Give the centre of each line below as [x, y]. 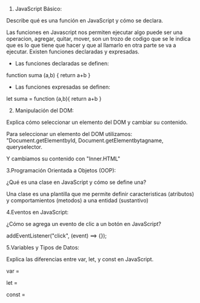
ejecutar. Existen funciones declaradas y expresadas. [73, 52]
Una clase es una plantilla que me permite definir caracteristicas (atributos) [100, 194]
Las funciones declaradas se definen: [62, 63]
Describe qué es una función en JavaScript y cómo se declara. [85, 20]
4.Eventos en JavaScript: [37, 212]
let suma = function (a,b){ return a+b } [54, 99]
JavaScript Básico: [38, 9]
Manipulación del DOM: [44, 111]
